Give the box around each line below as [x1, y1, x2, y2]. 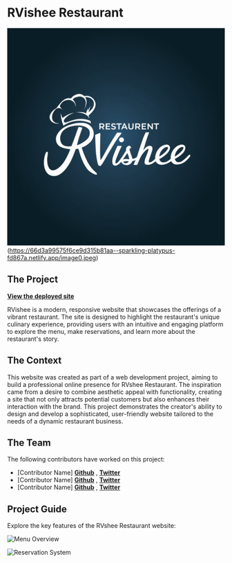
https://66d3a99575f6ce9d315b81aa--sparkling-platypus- [9, 246, 175, 255]
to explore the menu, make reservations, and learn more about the [7, 327, 195, 335]
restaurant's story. [7, 335, 59, 343]
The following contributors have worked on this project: [7, 455, 165, 464]
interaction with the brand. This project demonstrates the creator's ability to [7, 402, 222, 411]
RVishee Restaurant [7, 5, 124, 21]
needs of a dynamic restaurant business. [7, 417, 124, 425]
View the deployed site [7, 292, 75, 300]
